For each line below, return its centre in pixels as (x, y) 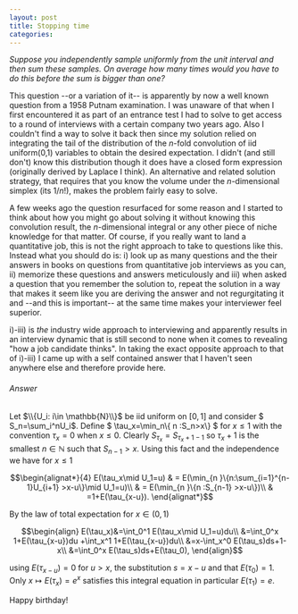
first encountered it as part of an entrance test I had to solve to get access (146, 115)
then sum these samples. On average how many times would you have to (144, 69)
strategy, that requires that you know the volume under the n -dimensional (145, 181)
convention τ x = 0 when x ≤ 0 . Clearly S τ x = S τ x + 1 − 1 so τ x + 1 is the (134, 437)
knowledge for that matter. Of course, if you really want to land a (128, 237)
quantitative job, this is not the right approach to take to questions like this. (146, 246)
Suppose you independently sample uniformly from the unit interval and (141, 60)
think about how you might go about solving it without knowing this (132, 218)
